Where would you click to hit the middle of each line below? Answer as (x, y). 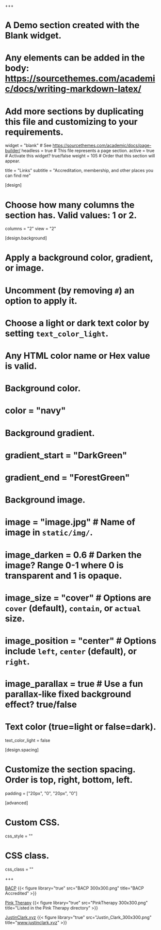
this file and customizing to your (71, 122)
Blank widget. (33, 36)
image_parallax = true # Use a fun (74, 684)
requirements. (34, 132)
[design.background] (26, 238)
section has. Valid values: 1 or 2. (71, 215)
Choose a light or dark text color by (77, 323)
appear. (13, 161)
